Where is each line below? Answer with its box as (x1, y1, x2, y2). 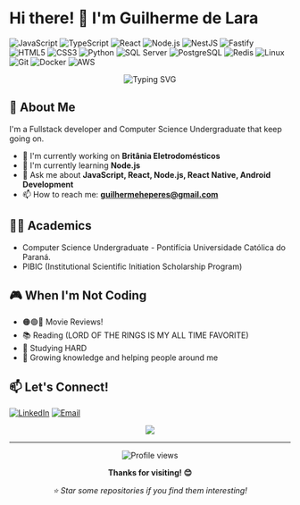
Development (21, 179, 74, 189)
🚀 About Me (9, 100, 76, 115)
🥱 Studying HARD (21, 343, 87, 354)
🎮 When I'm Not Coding (9, 288, 147, 303)
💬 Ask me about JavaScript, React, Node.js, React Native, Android (21, 169, 271, 180)
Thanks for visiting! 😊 (107, 467, 192, 478)
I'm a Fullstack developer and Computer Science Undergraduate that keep (9, 123, 283, 134)
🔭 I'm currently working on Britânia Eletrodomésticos (21, 150, 221, 161)
